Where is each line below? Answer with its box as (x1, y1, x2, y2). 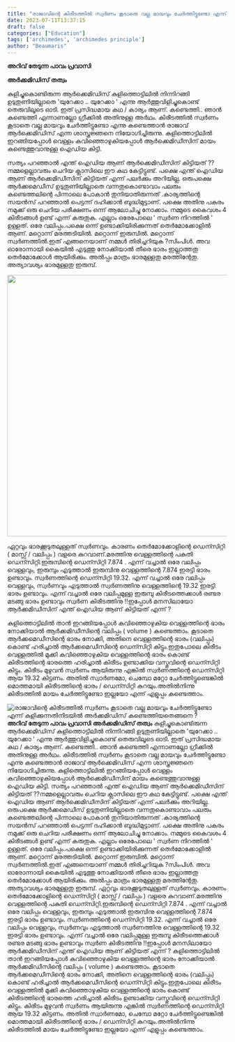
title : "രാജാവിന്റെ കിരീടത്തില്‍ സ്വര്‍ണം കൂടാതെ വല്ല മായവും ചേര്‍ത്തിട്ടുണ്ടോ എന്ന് (7, 10, 227, 17)
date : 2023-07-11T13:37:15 (7, 17, 86, 24)
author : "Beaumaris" (7, 43, 68, 50)
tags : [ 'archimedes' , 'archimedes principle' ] (7, 36, 145, 43)
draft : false (7, 23, 45, 30)
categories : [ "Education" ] (7, 29, 86, 37)
